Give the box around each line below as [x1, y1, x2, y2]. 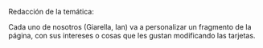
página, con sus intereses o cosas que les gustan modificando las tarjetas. [8, 31, 256, 40]
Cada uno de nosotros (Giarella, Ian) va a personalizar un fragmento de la [8, 22, 252, 31]
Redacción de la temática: [8, 7, 94, 16]
